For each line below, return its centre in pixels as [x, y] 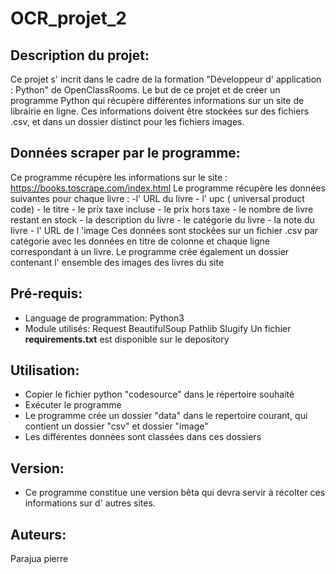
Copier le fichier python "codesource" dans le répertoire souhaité [159, 394]
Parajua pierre [39, 559]
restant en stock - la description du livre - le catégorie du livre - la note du [162, 219]
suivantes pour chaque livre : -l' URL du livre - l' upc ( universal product [157, 198]
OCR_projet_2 [68, 18]
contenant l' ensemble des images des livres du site [117, 262]
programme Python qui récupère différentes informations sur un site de [157, 100]
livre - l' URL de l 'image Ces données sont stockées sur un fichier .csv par [164, 230]
